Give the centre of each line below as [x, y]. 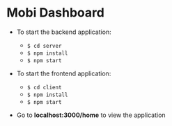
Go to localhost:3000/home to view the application [91, 115]
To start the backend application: [64, 32]
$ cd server [44, 46]
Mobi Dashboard [56, 13]
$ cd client [44, 87]
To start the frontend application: [64, 73]
